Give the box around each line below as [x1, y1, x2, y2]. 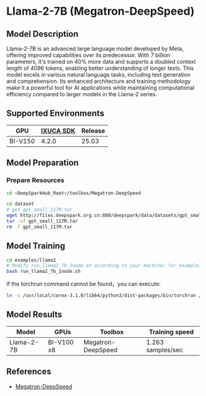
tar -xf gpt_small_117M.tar [6, 218, 78, 224]
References [6, 367, 51, 377]
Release [81, 126, 105, 135]
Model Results [6, 310, 63, 320]
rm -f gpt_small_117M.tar [6, 224, 72, 230]
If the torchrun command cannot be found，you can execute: [6, 280, 161, 287]
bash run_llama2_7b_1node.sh [6, 268, 81, 275]
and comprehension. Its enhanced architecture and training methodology [6, 78, 191, 85]
